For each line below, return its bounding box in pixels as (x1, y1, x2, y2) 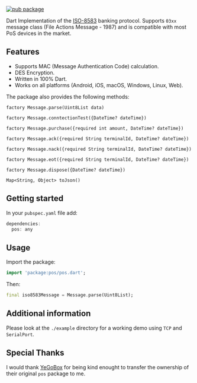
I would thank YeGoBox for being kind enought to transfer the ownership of (6, 363, 189, 371)
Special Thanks (6, 348, 64, 358)
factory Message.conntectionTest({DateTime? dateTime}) (6, 115, 147, 121)
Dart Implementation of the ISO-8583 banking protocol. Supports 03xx (6, 17, 177, 24)
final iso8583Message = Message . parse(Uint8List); (6, 292, 134, 298)
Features (6, 47, 40, 57)
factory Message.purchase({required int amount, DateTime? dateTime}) (6, 125, 184, 131)
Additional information (6, 309, 91, 319)
